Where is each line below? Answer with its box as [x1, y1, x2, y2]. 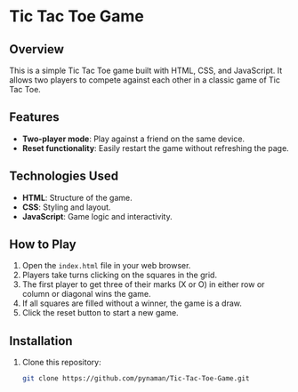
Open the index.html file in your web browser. [21, 260, 191, 271]
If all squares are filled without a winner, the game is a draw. [21, 298, 242, 308]
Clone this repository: [21, 357, 101, 368]
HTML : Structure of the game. [21, 192, 133, 203]
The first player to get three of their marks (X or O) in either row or [21, 279, 265, 290]
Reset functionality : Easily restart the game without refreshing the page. [21, 142, 289, 153]
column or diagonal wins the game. [21, 289, 151, 300]
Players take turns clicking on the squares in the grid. [21, 269, 218, 281]
